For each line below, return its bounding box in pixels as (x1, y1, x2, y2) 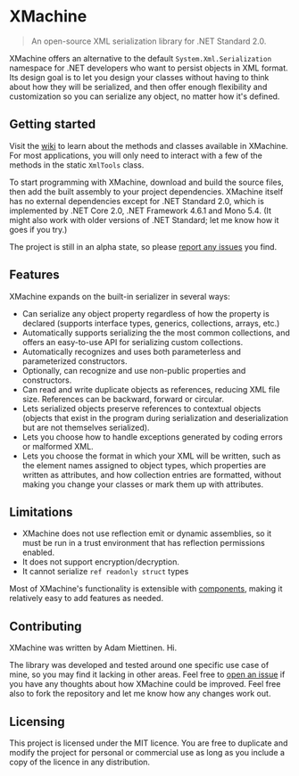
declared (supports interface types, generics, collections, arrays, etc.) (21, 318, 280, 328)
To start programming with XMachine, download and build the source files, (9, 177, 284, 187)
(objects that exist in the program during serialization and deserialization (21, 412, 288, 423)
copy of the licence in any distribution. (9, 756, 150, 767)
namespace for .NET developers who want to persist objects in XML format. (9, 62, 288, 73)
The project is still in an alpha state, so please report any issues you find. (9, 241, 278, 252)
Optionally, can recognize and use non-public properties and (21, 365, 246, 376)
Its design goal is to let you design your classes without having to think (9, 71, 270, 82)
